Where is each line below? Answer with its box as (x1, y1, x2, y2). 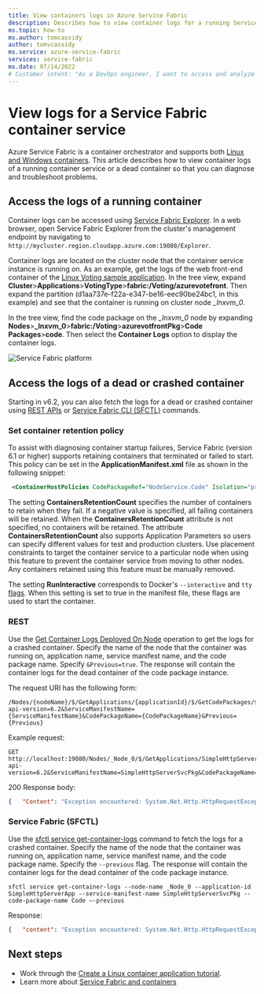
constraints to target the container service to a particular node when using (8, 548, 249, 558)
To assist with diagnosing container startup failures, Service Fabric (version (8, 443, 253, 453)
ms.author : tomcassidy (8, 33, 82, 42)
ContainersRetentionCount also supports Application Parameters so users (8, 531, 251, 540)
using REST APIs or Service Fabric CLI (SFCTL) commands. (8, 406, 201, 415)
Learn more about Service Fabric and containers (19, 977, 177, 986)
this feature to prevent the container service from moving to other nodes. (8, 556, 245, 566)
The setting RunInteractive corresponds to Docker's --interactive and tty (8, 580, 253, 589)
